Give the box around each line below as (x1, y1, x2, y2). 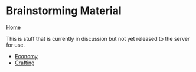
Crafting (14, 59, 35, 66)
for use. (6, 41, 25, 48)
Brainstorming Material (6, 4, 122, 18)
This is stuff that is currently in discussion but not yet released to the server (6, 35, 190, 42)
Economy (14, 53, 38, 60)
